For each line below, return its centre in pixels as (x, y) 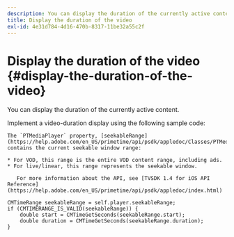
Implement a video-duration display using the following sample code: (106, 123)
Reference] (23, 185)
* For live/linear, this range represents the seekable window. (102, 166)
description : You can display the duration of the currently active (109, 14)
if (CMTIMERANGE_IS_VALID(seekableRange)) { (73, 209)
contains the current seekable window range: (74, 148)
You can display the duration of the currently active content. (93, 110)
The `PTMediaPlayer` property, (53, 136)
